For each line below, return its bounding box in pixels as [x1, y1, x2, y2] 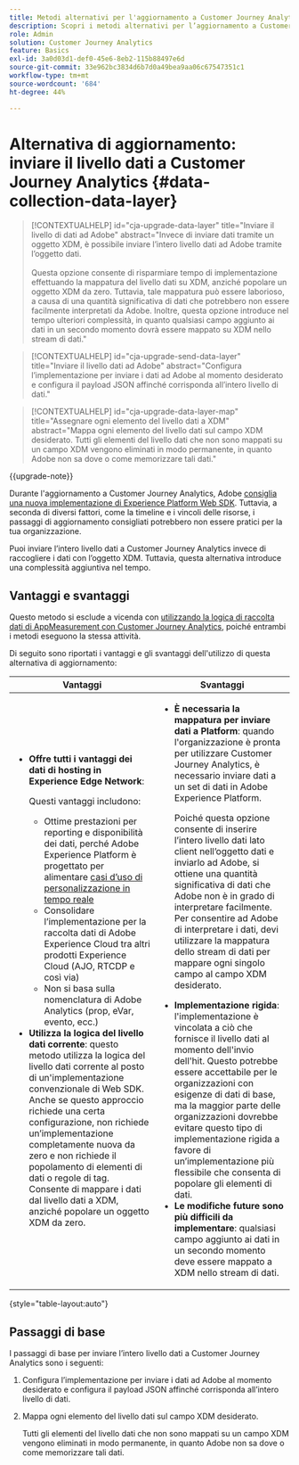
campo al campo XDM [174, 968, 267, 981]
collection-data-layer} [9, 191, 178, 210]
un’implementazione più [174, 1156, 274, 1168]
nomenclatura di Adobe [44, 993, 142, 1006]
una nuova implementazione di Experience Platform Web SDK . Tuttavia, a [9, 498, 278, 508]
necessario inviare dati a [174, 770, 277, 782]
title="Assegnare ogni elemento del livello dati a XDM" [30, 416, 230, 426]
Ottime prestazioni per [44, 815, 138, 827]
